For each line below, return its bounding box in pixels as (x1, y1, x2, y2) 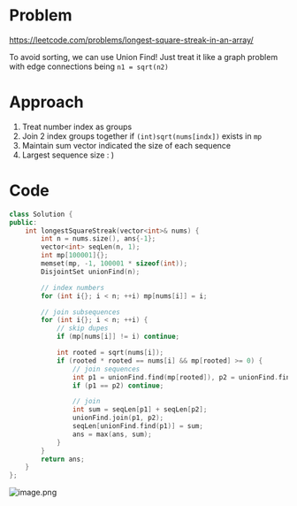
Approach (9, 92, 84, 112)
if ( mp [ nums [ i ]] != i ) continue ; (56, 333, 180, 341)
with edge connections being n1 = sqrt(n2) (9, 61, 170, 72)
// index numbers (41, 283, 104, 292)
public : (9, 218, 38, 226)
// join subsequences (41, 307, 121, 317)
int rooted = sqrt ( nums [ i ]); (56, 349, 164, 357)
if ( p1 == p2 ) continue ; (72, 381, 164, 390)
